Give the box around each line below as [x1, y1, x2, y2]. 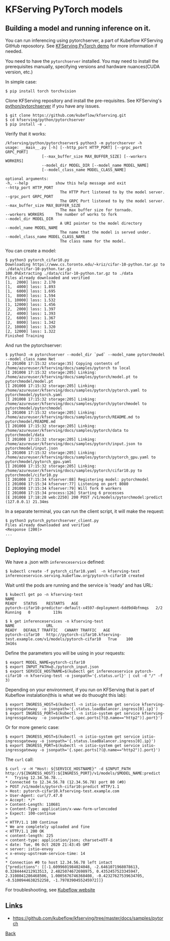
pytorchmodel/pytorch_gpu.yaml [5, 459, 72, 464]
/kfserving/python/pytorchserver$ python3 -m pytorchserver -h [5, 141, 143, 146]
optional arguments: [5, 176, 49, 181]
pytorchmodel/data [5, 432, 44, 437]
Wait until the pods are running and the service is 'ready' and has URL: [5, 582, 154, 588]
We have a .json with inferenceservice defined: [5, 559, 105, 565]
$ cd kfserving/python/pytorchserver [5, 117, 86, 122]
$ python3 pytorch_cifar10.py [5, 257, 70, 263]
